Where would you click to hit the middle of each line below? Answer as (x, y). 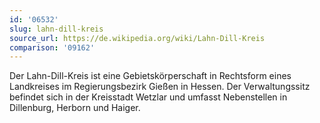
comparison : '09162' (52, 47)
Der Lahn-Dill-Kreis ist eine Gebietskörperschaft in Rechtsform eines (150, 76)
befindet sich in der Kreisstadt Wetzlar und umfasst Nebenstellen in (148, 97)
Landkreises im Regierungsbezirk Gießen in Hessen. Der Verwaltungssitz (160, 87)
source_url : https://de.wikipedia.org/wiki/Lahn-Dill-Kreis (137, 38)
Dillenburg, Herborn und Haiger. (75, 108)
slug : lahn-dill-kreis (56, 29)
